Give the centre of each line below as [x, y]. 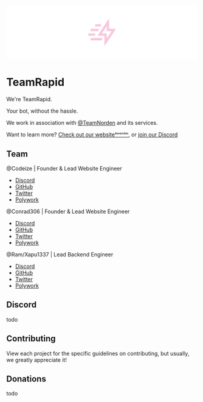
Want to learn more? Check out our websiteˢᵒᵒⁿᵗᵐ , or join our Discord [92, 135]
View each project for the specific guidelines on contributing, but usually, [98, 353]
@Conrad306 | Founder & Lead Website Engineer [68, 211]
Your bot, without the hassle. [42, 111]
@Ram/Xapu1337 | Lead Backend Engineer [60, 254]
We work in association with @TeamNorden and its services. [82, 123]
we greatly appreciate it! [36, 360]
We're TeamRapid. [29, 99]
